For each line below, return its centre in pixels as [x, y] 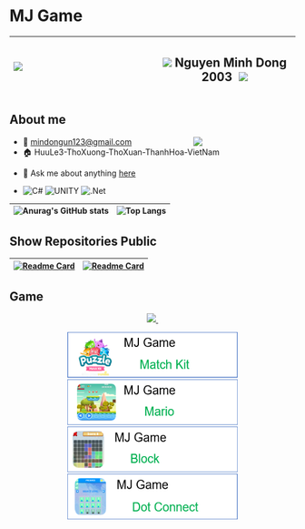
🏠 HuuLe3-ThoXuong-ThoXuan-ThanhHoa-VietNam [121, 152]
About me [38, 120]
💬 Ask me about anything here [79, 173]
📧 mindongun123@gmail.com [77, 141]
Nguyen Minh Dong [231, 62]
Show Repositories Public [83, 241]
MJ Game [46, 16]
